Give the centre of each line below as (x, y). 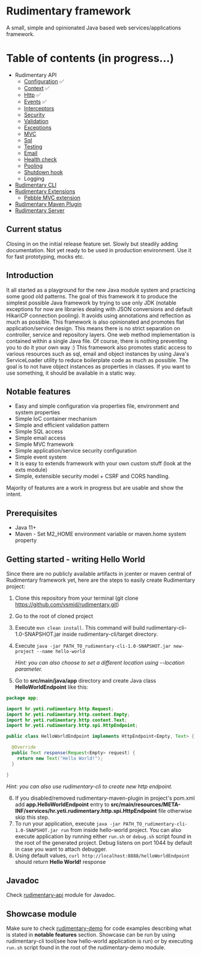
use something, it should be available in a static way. (71, 373)
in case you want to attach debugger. (61, 849)
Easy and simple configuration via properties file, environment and (97, 406)
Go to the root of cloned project (54, 616)
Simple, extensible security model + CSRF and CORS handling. (92, 476)
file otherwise (175, 811)
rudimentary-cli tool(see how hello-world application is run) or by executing (100, 941)
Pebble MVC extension (52, 198)
